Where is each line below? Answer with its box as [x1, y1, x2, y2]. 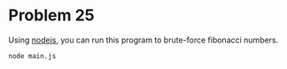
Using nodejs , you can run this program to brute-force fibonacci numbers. [8, 34, 279, 45]
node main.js [8, 51, 57, 60]
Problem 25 [8, 5, 95, 26]
